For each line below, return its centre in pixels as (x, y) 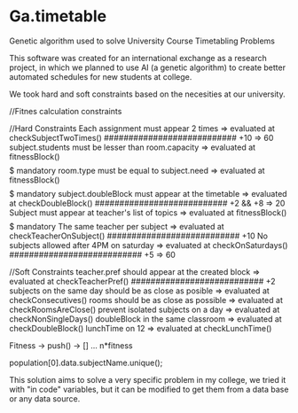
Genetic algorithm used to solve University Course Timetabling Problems (142, 41)
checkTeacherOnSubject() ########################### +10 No (139, 236)
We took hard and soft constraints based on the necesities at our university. (147, 94)
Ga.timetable (58, 16)
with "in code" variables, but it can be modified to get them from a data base (149, 389)
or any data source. (45, 398)
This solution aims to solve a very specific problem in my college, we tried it (148, 379)
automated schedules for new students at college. (101, 76)
